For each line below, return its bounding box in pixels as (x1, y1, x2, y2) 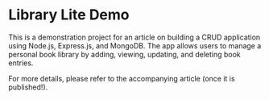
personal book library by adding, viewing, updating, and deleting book (8, 49, 242, 59)
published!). (8, 82, 48, 92)
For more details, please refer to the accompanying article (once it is (8, 73, 235, 83)
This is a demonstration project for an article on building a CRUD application (8, 32, 261, 42)
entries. (8, 58, 34, 68)
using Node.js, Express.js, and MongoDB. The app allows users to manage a (8, 40, 262, 50)
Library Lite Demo (8, 6, 130, 24)
